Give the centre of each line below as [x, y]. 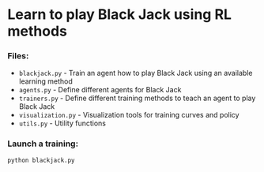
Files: [18, 56]
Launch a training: [43, 144]
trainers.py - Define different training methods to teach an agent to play [137, 98]
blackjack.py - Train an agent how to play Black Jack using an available [136, 73]
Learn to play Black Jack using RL [120, 15]
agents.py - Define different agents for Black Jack [100, 90]
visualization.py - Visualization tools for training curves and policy [129, 115]
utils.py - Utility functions [62, 123]
